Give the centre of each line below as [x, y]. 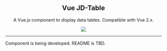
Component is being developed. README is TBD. [55, 43]
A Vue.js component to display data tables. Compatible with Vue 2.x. [83, 20]
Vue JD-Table [83, 8]
